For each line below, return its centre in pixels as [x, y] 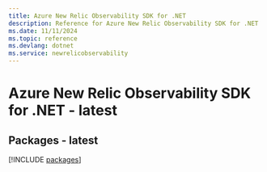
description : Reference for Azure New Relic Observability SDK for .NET [133, 23]
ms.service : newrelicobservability [68, 53]
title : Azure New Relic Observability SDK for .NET [97, 16]
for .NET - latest [63, 111]
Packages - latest [53, 140]
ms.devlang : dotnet [41, 46]
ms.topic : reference [43, 38]
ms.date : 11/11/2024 [43, 31]
